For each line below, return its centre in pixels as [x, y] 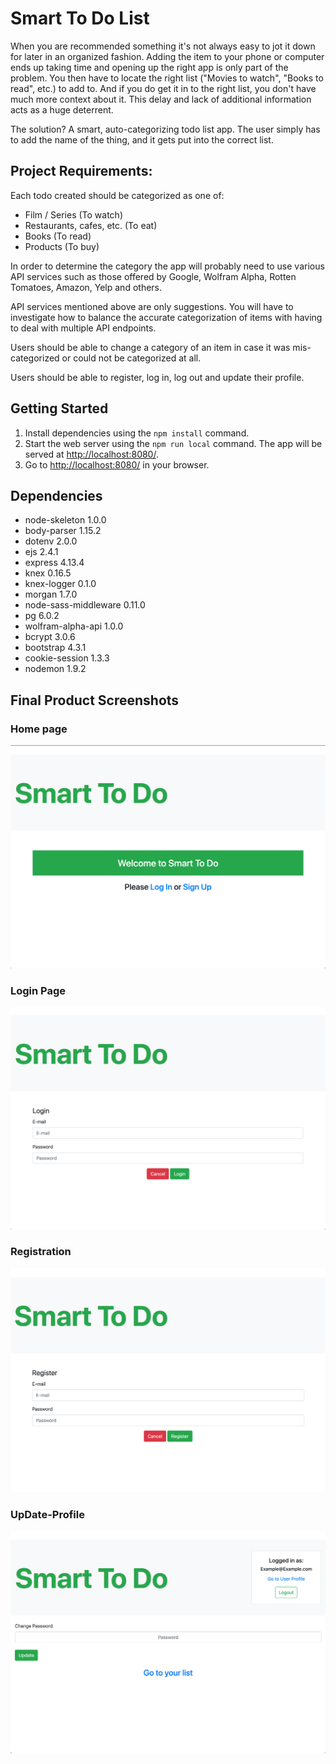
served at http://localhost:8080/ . [91, 454]
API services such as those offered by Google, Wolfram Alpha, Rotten [153, 276]
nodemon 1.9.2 [55, 669]
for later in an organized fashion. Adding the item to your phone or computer [167, 56]
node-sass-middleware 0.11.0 [85, 605]
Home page [39, 729]
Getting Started [59, 408]
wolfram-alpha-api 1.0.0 [74, 626]
